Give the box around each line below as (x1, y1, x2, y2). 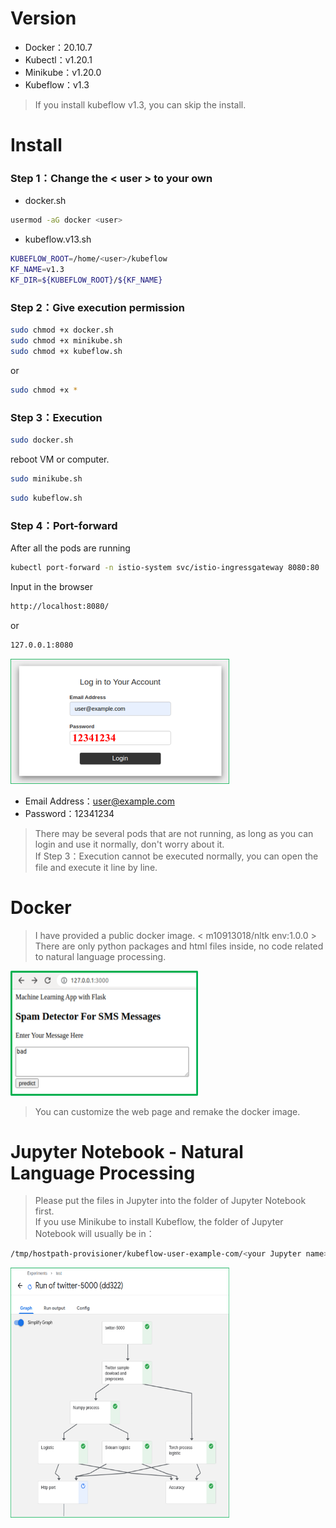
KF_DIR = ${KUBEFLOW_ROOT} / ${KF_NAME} (10, 275, 163, 286)
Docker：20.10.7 (24, 41, 93, 53)
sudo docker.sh (10, 435, 74, 446)
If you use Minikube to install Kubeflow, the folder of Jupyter (34, 1216, 284, 1228)
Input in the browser (10, 580, 93, 592)
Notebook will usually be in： (34, 1228, 155, 1240)
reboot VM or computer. (10, 453, 110, 465)
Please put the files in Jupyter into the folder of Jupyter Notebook (34, 1195, 307, 1207)
